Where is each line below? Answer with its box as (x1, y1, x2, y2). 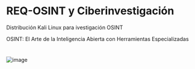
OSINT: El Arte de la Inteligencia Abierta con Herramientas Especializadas (6, 35, 189, 42)
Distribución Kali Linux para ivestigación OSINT (6, 24, 123, 31)
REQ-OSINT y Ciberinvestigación (6, 4, 175, 18)
